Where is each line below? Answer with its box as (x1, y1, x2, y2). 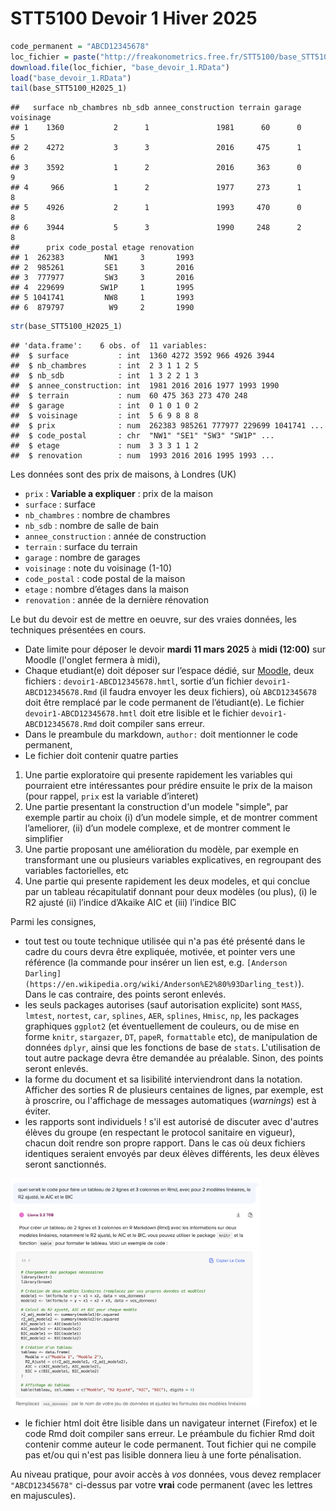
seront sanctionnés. (24, 1158, 107, 1171)
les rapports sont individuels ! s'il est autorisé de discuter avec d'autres (24, 1116, 319, 1128)
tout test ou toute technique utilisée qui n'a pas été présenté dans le (24, 935, 306, 947)
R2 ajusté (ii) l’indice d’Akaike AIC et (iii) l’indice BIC (24, 897, 237, 909)
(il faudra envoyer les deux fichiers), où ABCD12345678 (99, 686, 317, 698)
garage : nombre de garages (24, 552, 141, 564)
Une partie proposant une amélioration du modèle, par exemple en (24, 843, 300, 856)
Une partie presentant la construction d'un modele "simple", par (24, 801, 289, 813)
